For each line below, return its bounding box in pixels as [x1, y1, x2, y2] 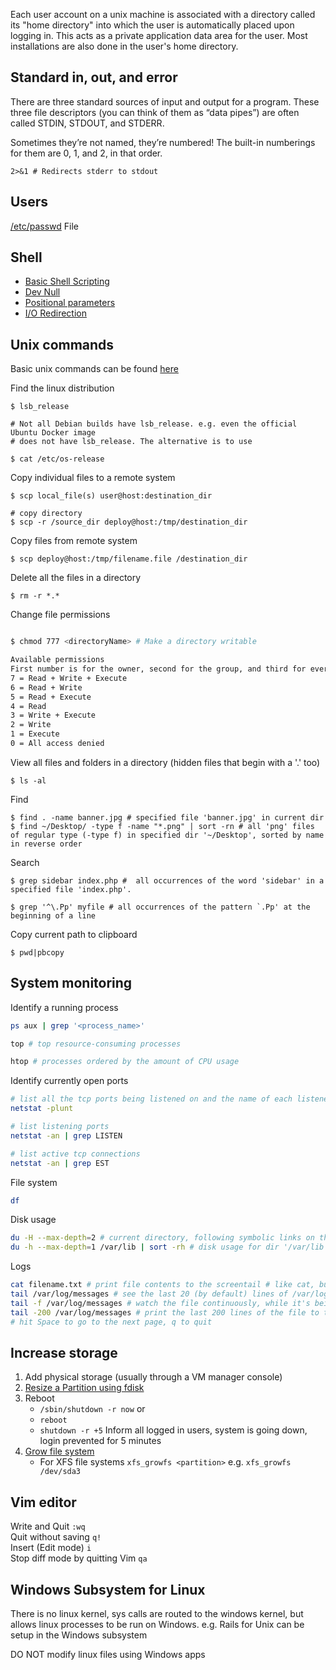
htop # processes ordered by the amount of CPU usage [10, 1057, 240, 1067]
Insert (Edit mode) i [10, 1542, 92, 1554]
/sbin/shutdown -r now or [39, 1403, 146, 1415]
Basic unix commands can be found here [10, 363, 179, 375]
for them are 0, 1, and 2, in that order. [10, 147, 163, 159]
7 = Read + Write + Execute [10, 673, 128, 683]
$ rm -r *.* [10, 591, 60, 601]
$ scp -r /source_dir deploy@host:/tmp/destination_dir [10, 517, 248, 528]
